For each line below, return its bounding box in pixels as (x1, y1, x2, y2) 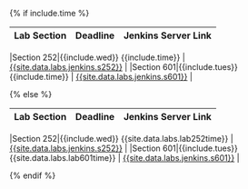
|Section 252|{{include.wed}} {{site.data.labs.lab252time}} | (9, 134, 233, 144)
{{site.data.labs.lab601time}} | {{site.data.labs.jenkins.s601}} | (9, 153, 240, 163)
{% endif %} (9, 170, 56, 181)
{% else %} (9, 89, 53, 99)
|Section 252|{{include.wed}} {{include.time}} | (9, 52, 186, 63)
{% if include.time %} (9, 8, 90, 18)
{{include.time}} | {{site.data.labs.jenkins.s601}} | (9, 72, 193, 82)
